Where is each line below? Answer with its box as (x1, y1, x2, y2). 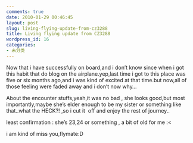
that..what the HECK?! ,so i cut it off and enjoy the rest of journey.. (6, 107, 170, 114)
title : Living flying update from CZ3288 (6, 31, 111, 37)
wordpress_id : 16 (6, 36, 49, 42)
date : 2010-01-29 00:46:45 (6, 14, 73, 20)
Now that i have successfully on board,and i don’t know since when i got (6, 64, 185, 71)
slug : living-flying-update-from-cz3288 (6, 25, 108, 32)
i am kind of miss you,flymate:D (6, 130, 83, 137)
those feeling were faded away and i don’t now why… (6, 83, 137, 90)
